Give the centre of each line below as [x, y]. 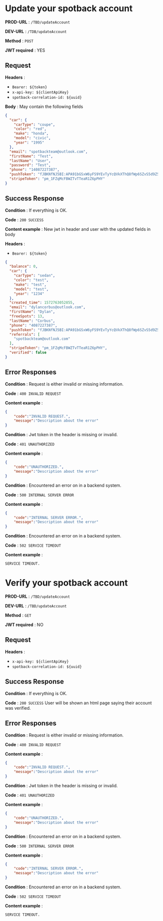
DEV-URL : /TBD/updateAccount [36, 606]
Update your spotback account [69, 9]
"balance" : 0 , [24, 267]
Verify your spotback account [66, 583]
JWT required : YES [25, 50]
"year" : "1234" [29, 294]
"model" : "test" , [31, 289]
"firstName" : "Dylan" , [32, 312]
